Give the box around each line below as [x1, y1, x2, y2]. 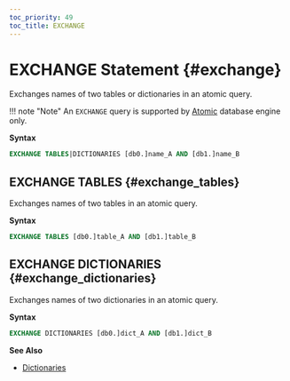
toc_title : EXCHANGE [9, 21, 86, 30]
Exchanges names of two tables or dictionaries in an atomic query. [9, 89, 253, 99]
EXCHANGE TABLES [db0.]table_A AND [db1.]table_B [9, 233, 197, 242]
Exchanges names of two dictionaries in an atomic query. [9, 294, 219, 305]
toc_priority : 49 [9, 12, 74, 22]
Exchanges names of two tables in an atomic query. [9, 198, 198, 209]
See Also [9, 345, 43, 355]
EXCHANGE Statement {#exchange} [9, 60, 282, 80]
